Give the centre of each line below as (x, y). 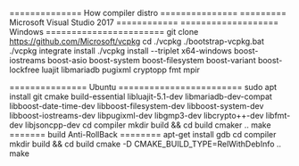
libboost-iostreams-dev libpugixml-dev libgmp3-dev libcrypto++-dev (137, 116)
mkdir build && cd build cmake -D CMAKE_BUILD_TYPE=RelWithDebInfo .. (145, 144)
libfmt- (278, 116)
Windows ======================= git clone (104, 32)
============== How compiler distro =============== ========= (148, 13)
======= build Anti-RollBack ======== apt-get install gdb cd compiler (143, 134)
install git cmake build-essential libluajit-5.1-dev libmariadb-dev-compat (141, 96)
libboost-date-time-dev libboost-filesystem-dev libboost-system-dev (137, 106)
